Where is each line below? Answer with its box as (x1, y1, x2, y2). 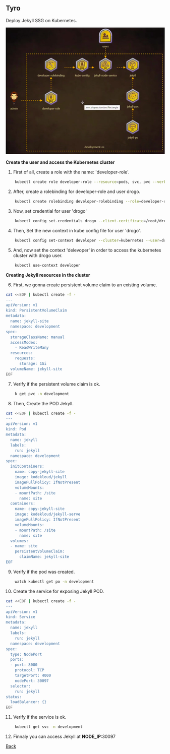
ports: (10, 657, 24, 662)
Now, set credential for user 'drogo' (13, 208, 87, 214)
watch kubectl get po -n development (15, 579, 94, 584)
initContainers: (10, 464, 44, 469)
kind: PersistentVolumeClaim (6, 308, 67, 313)
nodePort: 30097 (15, 678, 49, 683)
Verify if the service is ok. (13, 714, 67, 720)
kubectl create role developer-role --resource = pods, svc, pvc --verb (15, 179, 166, 184)
